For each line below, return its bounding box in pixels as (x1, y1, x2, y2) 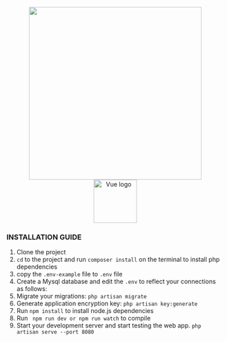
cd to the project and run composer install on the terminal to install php (16, 256, 220, 264)
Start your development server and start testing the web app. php (16, 321, 201, 330)
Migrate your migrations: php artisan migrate (16, 292, 147, 301)
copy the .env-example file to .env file (16, 270, 123, 278)
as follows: (16, 285, 48, 293)
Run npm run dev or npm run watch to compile (16, 314, 151, 323)
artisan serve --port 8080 (16, 329, 95, 336)
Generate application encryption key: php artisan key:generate (16, 299, 198, 307)
